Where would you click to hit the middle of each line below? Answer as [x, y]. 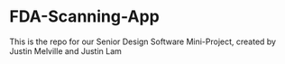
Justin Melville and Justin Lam [65, 50]
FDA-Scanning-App [84, 17]
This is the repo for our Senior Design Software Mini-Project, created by [143, 41]
